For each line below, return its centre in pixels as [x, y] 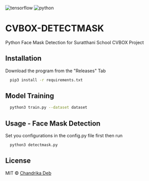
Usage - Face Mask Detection [53, 123]
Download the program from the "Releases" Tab [55, 71]
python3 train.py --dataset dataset [49, 108]
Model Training [30, 96]
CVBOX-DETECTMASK [55, 28]
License [18, 161]
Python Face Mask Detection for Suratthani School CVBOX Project [74, 42]
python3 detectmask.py [34, 145]
